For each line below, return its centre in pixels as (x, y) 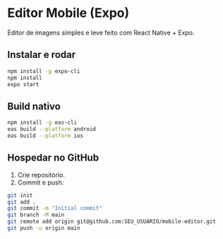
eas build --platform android (52, 129)
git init (20, 195)
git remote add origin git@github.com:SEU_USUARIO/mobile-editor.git (112, 222)
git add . (22, 202)
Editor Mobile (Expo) (68, 13)
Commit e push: (41, 182)
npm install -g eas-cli (42, 123)
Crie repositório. (41, 175)
